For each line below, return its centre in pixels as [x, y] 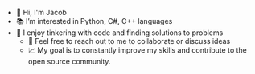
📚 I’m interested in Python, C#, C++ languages [94, 21]
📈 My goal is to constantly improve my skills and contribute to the [137, 50]
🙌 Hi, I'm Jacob [41, 12]
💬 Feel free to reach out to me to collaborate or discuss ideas [129, 41]
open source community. [69, 61]
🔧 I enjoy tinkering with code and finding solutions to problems [119, 33]
